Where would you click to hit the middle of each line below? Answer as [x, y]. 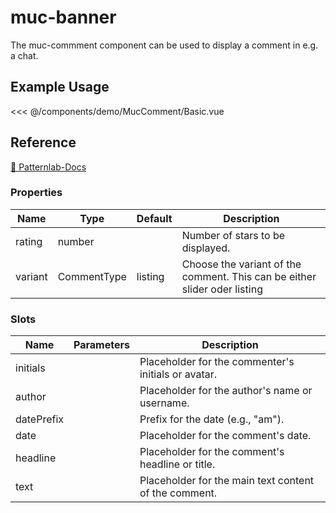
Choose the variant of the [241, 264]
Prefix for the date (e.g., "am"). [212, 419]
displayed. [206, 248]
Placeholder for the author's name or [226, 391]
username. [164, 403]
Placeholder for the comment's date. [225, 436]
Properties [36, 193]
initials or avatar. [178, 374]
